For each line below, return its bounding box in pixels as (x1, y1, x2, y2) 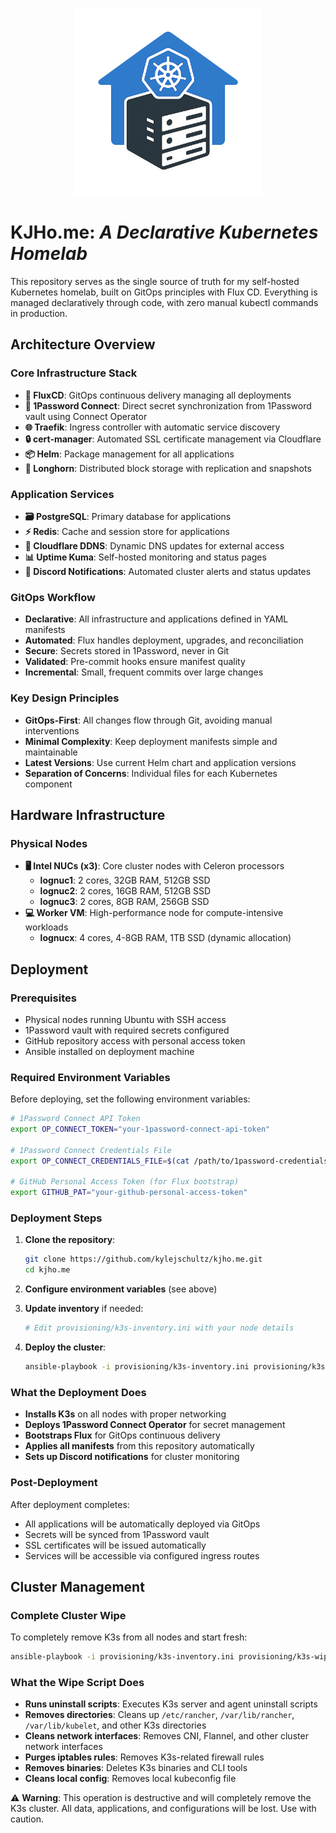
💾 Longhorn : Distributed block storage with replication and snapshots (24, 462, 312, 474)
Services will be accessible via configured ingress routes (24, 1549, 260, 1562)
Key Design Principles (10, 691, 120, 705)
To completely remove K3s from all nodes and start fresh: (10, 1631, 248, 1643)
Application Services (10, 487, 115, 501)
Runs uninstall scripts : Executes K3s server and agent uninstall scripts (24, 1698, 318, 1710)
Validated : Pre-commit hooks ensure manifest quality (24, 656, 246, 668)
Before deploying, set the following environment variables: (10, 1093, 251, 1105)
